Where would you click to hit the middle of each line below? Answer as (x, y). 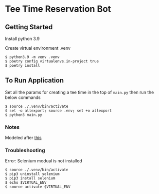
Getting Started (29, 27)
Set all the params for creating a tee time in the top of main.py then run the (79, 92)
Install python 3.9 (22, 39)
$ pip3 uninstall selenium (32, 174)
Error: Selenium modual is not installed (44, 161)
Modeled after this (23, 138)
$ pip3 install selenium (30, 178)
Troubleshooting (25, 151)
